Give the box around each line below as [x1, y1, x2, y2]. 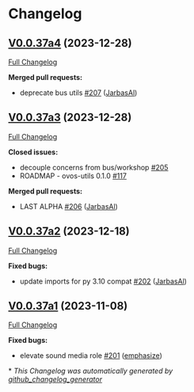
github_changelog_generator [8, 375, 103, 384]
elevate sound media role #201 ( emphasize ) [19, 351, 162, 360]
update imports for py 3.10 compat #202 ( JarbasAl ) [19, 276, 188, 286]
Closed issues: [8, 147, 59, 157]
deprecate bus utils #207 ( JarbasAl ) [19, 88, 138, 97]
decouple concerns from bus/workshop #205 [19, 162, 169, 172]
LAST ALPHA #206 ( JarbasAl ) [19, 201, 119, 211]
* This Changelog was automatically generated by [8, 366, 173, 376]
